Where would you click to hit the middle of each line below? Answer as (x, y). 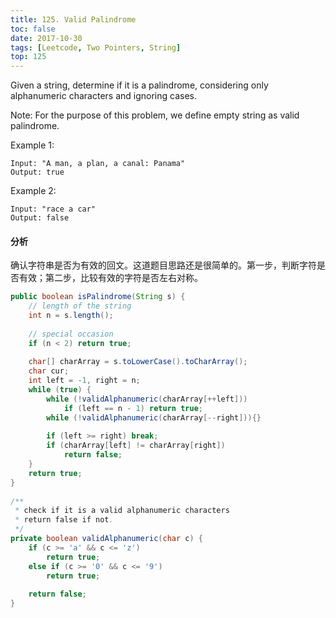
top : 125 (28, 57)
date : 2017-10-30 (46, 38)
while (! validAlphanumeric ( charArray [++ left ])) (147, 399)
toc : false (33, 29)
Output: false (40, 218)
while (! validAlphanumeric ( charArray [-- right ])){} (154, 417)
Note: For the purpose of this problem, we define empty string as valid (155, 115)
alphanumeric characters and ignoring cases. (103, 96)
